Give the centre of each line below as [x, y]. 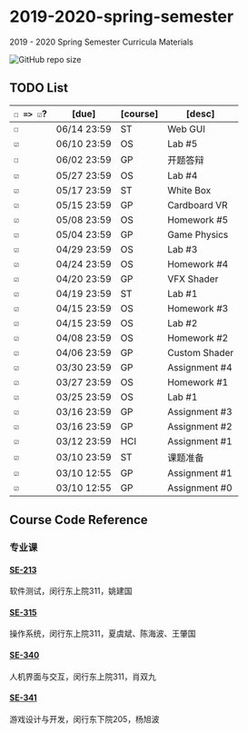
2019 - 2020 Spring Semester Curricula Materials [101, 42]
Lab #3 [183, 249]
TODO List [39, 88]
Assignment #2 [200, 426]
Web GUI [187, 129]
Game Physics [198, 234]
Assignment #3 [200, 411]
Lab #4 [183, 175]
